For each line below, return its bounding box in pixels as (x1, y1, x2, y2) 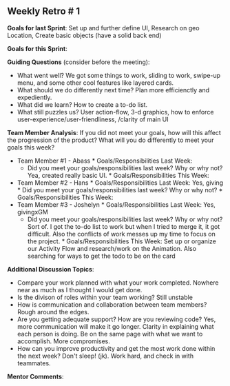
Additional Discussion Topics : (7, 265, 94, 273)
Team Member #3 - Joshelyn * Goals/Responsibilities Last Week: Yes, (17, 200, 216, 209)
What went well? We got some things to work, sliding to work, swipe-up (17, 71, 221, 79)
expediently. (17, 93, 52, 101)
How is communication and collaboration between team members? (17, 300, 207, 309)
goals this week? (7, 143, 55, 151)
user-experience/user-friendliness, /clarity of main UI (17, 115, 169, 123)
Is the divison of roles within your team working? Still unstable (17, 293, 193, 301)
